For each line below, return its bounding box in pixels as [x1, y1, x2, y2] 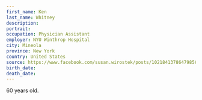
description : [6, 20, 39, 26]
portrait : [6, 25, 31, 32]
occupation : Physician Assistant [6, 31, 90, 37]
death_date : [6, 70, 36, 77]
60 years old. [6, 87, 39, 94]
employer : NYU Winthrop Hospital [6, 37, 90, 43]
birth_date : [6, 64, 36, 71]
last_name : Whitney [6, 14, 55, 20]
